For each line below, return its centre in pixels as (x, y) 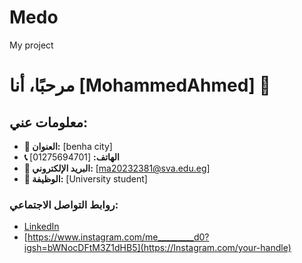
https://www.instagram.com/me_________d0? (118, 237)
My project (31, 45)
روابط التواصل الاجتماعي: (64, 204)
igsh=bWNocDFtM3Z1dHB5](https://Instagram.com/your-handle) (157, 248)
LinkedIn (41, 227)
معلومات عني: (48, 122)
